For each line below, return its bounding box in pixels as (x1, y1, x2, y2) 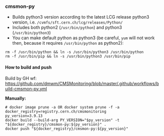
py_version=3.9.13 (5, 113, 43, 118)
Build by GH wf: (5, 75, 37, 81)
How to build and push (5, 64, 52, 70)
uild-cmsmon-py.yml (5, 85, 48, 91)
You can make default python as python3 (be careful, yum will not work (12, 35, 155, 41)
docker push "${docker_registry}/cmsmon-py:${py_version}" (5, 126, 129, 131)
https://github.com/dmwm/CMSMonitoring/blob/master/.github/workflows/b (5, 81, 159, 86)
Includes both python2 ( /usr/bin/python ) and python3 (12, 25, 122, 30)
